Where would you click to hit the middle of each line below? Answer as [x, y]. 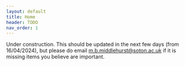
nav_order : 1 [22, 28]
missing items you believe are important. [56, 57]
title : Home [21, 17]
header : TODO [22, 22]
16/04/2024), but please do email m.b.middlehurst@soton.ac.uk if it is [91, 51]
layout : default [26, 11]
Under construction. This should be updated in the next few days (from [92, 44]
